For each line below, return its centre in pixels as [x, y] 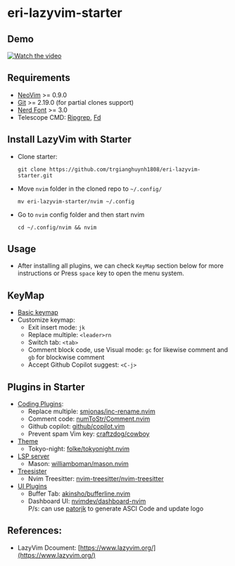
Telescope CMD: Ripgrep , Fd [59, 117]
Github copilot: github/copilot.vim [76, 427]
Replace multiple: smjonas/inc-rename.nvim [92, 411]
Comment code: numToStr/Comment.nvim [89, 419]
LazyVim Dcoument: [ [49, 548]
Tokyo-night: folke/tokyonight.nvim [79, 449]
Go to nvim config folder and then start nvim [81, 214]
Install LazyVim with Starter [69, 140]
